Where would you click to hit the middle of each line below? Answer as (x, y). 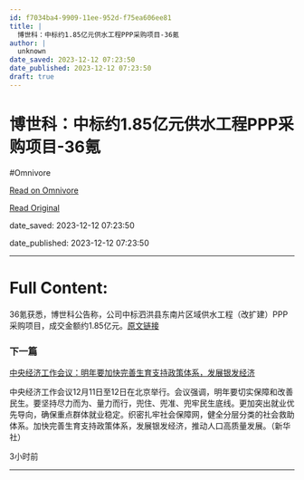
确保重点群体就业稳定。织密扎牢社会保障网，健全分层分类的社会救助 (167, 414)
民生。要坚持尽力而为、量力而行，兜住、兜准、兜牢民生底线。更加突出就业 (148, 403)
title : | (26, 26)
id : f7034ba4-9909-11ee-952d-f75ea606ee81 (90, 18)
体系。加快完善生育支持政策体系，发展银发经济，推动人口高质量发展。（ (142, 426)
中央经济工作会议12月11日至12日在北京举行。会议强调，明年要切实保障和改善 (152, 391)
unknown (32, 52)
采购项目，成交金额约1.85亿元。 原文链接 (85, 325)
